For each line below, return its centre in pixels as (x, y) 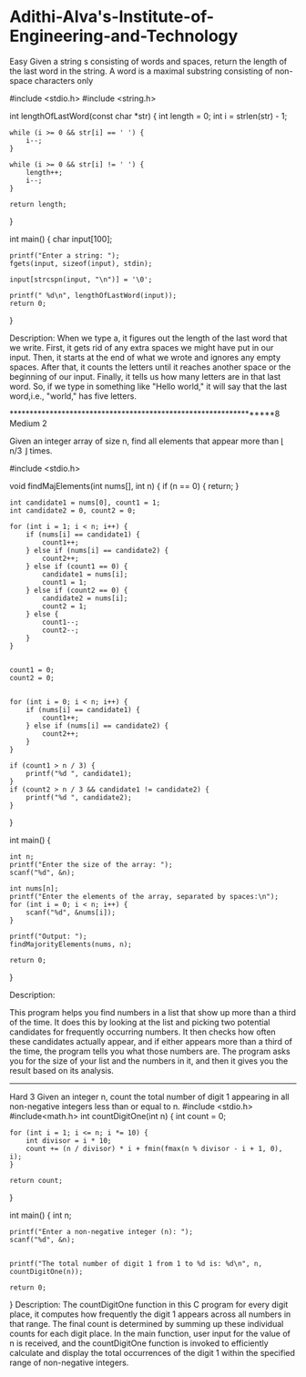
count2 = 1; (65, 606)
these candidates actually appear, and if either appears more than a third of (151, 1041)
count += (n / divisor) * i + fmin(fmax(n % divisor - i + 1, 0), (154, 1148)
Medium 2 (28, 423)
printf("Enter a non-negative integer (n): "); (102, 1231)
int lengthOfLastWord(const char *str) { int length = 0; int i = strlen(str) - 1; (148, 116)
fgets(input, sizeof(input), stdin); (81, 263)
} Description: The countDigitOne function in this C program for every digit (149, 1304)
